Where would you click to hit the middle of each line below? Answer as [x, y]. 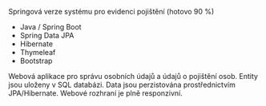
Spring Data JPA [47, 35]
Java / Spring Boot [50, 27]
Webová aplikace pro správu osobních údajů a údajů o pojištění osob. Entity [133, 76]
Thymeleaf [38, 52]
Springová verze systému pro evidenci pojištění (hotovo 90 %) [111, 12]
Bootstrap [36, 61]
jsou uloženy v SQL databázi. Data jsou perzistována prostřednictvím [122, 84]
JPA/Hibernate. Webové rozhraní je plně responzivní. [95, 93]
